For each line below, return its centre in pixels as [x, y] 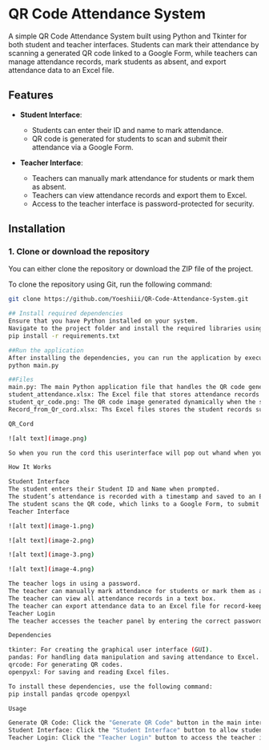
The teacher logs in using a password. [75, 584]
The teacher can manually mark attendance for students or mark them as [132, 592]
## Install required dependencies [66, 314]
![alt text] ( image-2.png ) [51, 540]
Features [31, 96]
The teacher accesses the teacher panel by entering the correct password [136, 621]
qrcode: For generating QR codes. [66, 665]
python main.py [34, 365]
